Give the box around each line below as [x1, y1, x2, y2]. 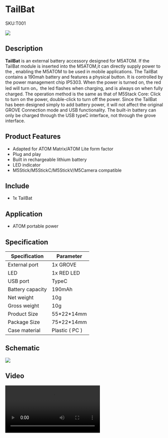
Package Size [8, 319, 40, 325]
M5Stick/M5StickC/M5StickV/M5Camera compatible [12, 167, 122, 173]
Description [5, 44, 43, 53]
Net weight [8, 294, 34, 301]
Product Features [5, 132, 61, 141]
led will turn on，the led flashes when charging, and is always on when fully [5, 85, 163, 91]
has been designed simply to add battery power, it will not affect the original [5, 101, 163, 107]
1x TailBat [12, 195, 33, 201]
